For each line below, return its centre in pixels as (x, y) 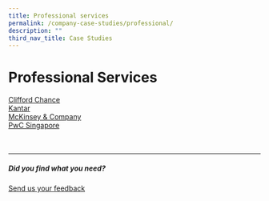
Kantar (19, 108)
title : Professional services (59, 16)
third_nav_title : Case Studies (60, 38)
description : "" (35, 30)
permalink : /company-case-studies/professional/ (91, 23)
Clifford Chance (34, 100)
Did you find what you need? (57, 168)
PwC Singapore (34, 126)
